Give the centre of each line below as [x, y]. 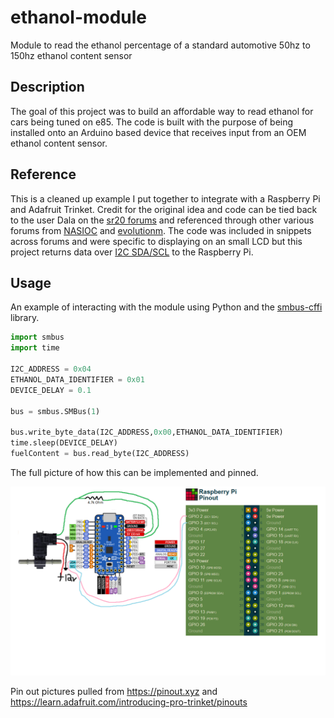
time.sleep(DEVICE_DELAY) [64, 443]
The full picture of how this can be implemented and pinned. [134, 472]
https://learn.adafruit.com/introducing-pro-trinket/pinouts [129, 702]
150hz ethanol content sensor [71, 55]
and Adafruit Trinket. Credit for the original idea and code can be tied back [164, 209]
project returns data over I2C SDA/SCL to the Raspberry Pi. [132, 252]
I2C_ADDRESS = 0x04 [51, 369]
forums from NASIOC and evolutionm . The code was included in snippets [161, 230]
